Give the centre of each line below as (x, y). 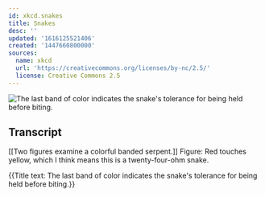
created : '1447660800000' (52, 46)
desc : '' (23, 31)
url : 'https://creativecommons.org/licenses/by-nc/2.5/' (113, 68)
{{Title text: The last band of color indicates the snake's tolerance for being (133, 176)
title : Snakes (32, 23)
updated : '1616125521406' (52, 38)
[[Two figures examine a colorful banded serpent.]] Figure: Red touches (128, 152)
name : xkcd (34, 61)
